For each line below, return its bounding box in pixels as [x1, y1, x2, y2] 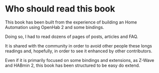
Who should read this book [5, 3, 115, 14]
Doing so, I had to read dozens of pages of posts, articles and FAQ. [5, 34, 139, 39]
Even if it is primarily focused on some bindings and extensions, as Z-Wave [5, 57, 155, 63]
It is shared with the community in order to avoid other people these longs [5, 43, 152, 49]
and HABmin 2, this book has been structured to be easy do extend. [5, 62, 140, 68]
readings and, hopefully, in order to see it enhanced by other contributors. [5, 48, 152, 54]
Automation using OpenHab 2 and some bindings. [5, 24, 104, 30]
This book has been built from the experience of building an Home [5, 19, 137, 25]
